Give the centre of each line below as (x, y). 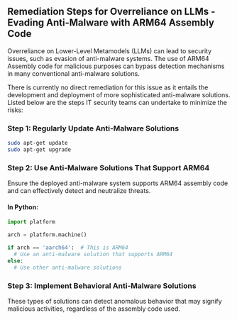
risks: (15, 110)
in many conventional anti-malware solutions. (73, 73)
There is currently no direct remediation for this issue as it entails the (108, 87)
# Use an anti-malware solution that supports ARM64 (93, 254)
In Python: (23, 207)
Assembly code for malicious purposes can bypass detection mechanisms (116, 66)
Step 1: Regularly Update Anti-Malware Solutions (93, 128)
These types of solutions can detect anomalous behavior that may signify (115, 301)
